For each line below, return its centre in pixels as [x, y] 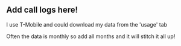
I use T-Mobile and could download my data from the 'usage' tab [87, 24]
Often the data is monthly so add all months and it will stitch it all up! [91, 36]
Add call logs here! [42, 10]
